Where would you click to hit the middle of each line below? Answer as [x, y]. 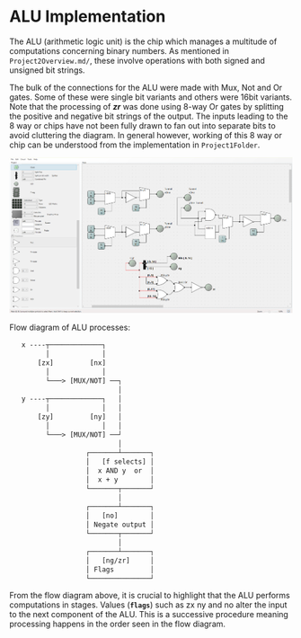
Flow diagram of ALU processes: [70, 328]
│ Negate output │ [120, 525]
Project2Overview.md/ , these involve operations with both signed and [137, 60]
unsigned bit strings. [47, 70]
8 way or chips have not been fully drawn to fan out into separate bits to [142, 125]
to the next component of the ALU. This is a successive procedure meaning [149, 615]
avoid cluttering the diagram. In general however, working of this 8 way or [146, 135]
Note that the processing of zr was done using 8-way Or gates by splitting [147, 106]
